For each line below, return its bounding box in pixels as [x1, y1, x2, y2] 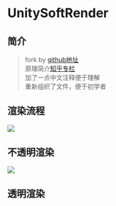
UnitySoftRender [7, 5, 109, 21]
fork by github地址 [24, 56, 79, 63]
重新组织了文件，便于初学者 [24, 82, 107, 91]
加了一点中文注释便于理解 [24, 73, 100, 81]
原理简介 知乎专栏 [24, 64, 75, 73]
